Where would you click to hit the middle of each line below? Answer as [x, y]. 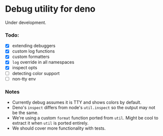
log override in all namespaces [43, 62]
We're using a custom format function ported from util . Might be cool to [85, 117]
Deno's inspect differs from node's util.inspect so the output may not [83, 107]
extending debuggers [34, 46]
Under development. [26, 22]
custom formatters [31, 57]
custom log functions [33, 51]
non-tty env [24, 78]
